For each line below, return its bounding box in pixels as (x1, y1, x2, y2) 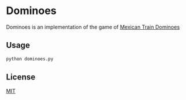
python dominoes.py (6, 56, 54, 62)
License (6, 72, 36, 82)
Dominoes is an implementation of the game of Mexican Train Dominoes (6, 23, 180, 30)
